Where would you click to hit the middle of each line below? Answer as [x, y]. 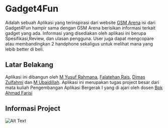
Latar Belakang [29, 65]
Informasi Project [33, 109]
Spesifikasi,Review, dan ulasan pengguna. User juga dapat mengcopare [80, 38]
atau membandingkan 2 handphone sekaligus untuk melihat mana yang [79, 43]
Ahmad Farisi [19, 92]
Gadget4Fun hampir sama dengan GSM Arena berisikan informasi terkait [80, 27]
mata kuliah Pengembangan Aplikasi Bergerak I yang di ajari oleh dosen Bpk [84, 87]
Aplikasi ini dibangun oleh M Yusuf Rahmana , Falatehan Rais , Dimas [75, 77]
